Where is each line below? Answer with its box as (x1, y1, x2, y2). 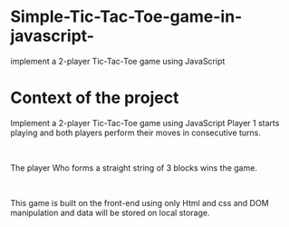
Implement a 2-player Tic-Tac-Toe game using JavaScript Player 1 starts (10, 117, 280, 128)
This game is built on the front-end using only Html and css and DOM (10, 197, 270, 208)
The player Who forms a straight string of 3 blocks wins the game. (10, 162, 257, 173)
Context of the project (10, 88, 179, 108)
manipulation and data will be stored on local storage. (10, 207, 211, 218)
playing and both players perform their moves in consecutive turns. (10, 127, 262, 138)
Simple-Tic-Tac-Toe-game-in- (10, 6, 243, 27)
